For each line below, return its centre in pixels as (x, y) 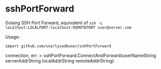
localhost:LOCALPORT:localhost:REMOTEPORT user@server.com (68, 27)
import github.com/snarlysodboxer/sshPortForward (58, 46)
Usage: (13, 37)
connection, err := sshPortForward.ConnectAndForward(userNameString (81, 55)
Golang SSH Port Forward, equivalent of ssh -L (54, 23)
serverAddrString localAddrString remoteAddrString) (60, 60)
